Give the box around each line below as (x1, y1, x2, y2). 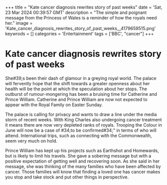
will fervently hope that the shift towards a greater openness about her (5, 80, 150, 86)
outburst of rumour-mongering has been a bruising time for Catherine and (5, 91, 157, 97)
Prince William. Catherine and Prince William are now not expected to (5, 96, 148, 102)
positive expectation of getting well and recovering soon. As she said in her (5, 158, 160, 164)
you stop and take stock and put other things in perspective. (5, 174, 129, 180)
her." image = (5, 20, 33, 26)
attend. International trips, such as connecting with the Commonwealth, (5, 132, 152, 139)
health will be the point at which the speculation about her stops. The (5, 86, 147, 92)
